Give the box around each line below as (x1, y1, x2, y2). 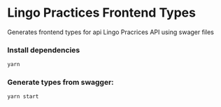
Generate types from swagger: (7, 78, 114, 88)
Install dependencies (7, 45, 80, 55)
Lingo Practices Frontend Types (7, 5, 196, 21)
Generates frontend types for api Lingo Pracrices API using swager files (7, 28, 215, 36)
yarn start (7, 93, 39, 100)
